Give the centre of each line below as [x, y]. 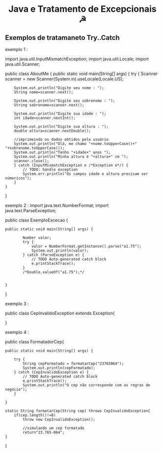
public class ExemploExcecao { [37, 220]
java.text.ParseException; [31, 211]
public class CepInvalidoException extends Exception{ [60, 313]
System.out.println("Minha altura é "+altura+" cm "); [71, 157]
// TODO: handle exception [50, 170]
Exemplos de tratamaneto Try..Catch [63, 38]
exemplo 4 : [17, 332]
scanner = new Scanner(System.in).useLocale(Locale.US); [64, 79]
